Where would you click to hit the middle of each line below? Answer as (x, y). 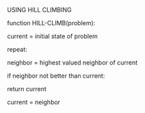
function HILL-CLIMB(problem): (51, 23)
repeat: (17, 49)
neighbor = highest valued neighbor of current (72, 63)
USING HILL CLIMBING (39, 10)
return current (27, 89)
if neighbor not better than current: (56, 76)
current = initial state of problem (52, 36)
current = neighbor (34, 102)
